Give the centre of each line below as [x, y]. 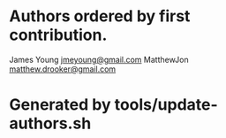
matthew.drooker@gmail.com [63, 69]
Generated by [60, 105]
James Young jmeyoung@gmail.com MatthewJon [99, 59]
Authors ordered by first [100, 16]
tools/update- [166, 105]
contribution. [58, 35]
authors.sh [50, 123]
